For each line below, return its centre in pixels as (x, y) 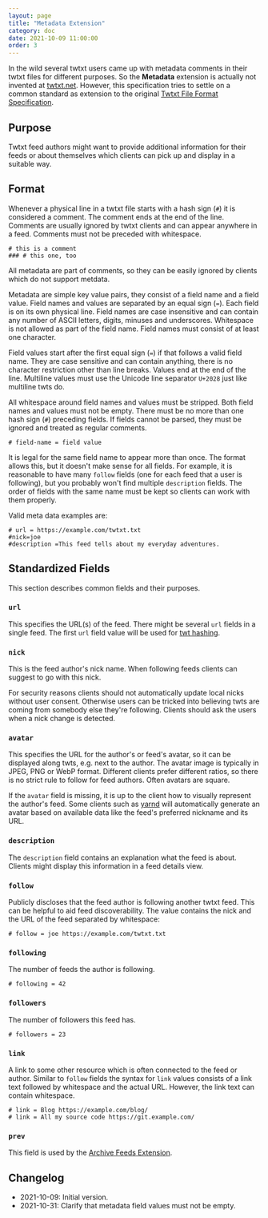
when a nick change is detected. (62, 719)
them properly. (33, 500)
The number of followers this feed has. (72, 1019)
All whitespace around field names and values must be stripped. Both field (131, 402)
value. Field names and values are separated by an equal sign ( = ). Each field (134, 303)
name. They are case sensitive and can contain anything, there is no (121, 361)
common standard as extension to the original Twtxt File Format (113, 94)
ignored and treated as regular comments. (78, 428)
